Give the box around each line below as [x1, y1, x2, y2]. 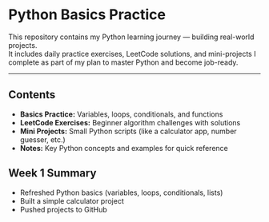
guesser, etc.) [19, 134, 66, 145]
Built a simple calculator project [19, 196, 124, 205]
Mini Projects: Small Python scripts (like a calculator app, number [19, 126, 238, 136]
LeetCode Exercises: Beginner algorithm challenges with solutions [19, 117, 241, 127]
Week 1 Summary [8, 166, 97, 180]
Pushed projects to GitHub [19, 204, 108, 214]
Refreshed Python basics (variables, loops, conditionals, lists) [19, 188, 223, 197]
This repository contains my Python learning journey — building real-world [8, 32, 255, 42]
